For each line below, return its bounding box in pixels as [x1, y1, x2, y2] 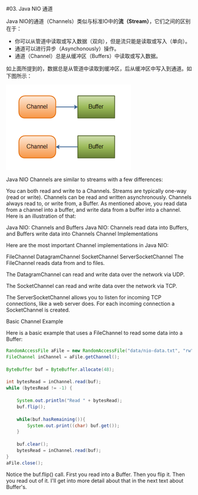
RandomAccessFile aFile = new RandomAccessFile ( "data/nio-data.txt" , [6, 348, 181, 354]
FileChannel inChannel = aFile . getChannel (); [6, 354, 120, 360]
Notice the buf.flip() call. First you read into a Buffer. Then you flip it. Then [6, 471, 186, 478]
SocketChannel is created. [6, 306, 71, 313]
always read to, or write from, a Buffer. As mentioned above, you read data [6, 200, 187, 207]
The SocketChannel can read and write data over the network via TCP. [6, 283, 177, 289]
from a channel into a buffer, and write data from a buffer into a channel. [6, 206, 181, 213]
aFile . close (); [6, 460, 44, 466]
